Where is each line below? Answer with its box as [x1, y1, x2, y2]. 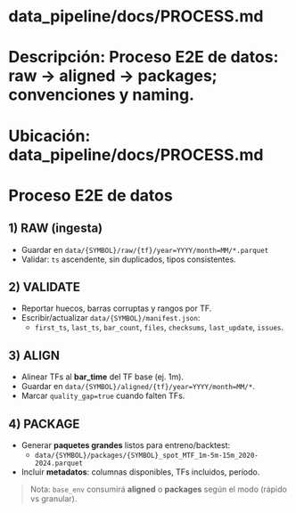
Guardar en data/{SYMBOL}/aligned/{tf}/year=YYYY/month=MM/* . [21, 381, 255, 392]
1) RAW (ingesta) [8, 221, 103, 236]
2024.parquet [34, 459, 84, 468]
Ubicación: [8, 126, 91, 146]
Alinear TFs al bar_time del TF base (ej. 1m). [21, 371, 185, 382]
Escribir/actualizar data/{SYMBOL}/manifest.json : [21, 313, 201, 323]
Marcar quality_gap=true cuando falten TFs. [21, 390, 185, 402]
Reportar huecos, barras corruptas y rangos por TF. [21, 303, 212, 313]
